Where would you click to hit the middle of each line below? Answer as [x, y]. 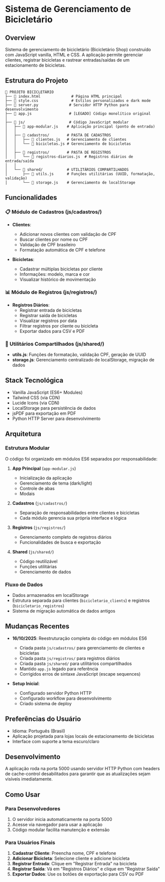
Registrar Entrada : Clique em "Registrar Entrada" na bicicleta [74, 864]
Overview [20, 38]
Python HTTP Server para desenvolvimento [56, 418]
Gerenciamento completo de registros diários [66, 537]
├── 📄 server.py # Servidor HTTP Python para [67, 105]
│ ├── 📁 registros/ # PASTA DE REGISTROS [58, 152]
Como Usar [23, 795]
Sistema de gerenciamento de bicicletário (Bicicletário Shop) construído [78, 49]
